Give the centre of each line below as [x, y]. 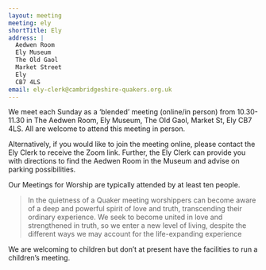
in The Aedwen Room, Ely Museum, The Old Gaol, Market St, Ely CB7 [139, 121]
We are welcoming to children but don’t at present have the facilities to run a [133, 249]
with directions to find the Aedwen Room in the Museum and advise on [124, 161]
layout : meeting [35, 15]
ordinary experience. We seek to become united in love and [125, 217]
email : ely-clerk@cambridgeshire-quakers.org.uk [90, 89]
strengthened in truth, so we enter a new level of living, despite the [137, 226]
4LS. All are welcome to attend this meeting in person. [97, 129]
